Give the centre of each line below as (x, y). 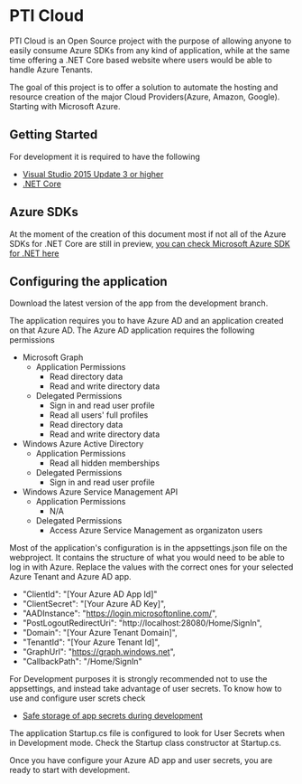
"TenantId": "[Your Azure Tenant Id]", (91, 642)
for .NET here (34, 253)
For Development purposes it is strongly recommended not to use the (138, 679)
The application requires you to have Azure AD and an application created (146, 321)
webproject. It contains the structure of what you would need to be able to (147, 558)
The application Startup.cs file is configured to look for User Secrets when (147, 733)
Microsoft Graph (53, 357)
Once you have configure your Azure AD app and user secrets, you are (141, 760)
